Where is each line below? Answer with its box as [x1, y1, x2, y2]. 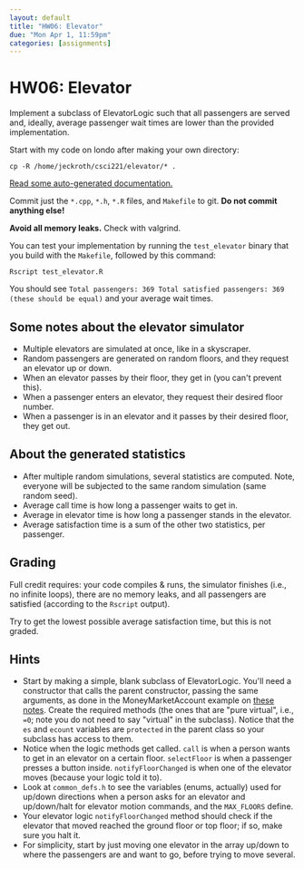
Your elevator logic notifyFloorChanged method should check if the [22, 811, 273, 822]
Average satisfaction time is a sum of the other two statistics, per [22, 519, 266, 530]
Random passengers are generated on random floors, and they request [22, 353, 289, 364]
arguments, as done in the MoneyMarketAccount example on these [22, 695, 275, 706]
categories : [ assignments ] [9, 38, 112, 48]
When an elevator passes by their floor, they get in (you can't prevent [22, 373, 282, 383]
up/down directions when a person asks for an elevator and [22, 791, 246, 803]
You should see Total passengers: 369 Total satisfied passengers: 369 [9, 283, 285, 295]
